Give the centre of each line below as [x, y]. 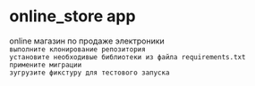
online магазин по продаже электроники [87, 41]
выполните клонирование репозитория [77, 49]
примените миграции [46, 65]
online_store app [72, 16]
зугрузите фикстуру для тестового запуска [89, 73]
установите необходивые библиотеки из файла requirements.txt [127, 57]
